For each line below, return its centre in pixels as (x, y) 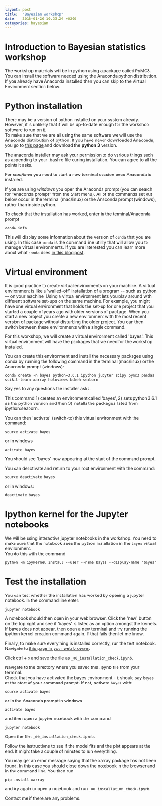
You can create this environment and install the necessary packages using (79, 356)
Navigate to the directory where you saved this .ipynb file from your (72, 667)
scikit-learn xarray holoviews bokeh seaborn (52, 380)
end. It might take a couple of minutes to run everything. (61, 751)
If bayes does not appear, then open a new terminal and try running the (76, 629)
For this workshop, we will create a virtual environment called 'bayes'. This (79, 336)
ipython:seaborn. (22, 408)
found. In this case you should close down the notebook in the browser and (80, 766)
